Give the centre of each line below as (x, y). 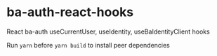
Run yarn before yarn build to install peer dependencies (88, 45)
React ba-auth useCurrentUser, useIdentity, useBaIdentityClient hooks (108, 31)
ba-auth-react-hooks (70, 12)
